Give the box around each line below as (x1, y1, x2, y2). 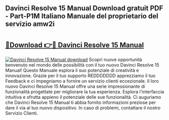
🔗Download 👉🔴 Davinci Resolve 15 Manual (5, 40, 144, 49)
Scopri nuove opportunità (88, 56, 142, 63)
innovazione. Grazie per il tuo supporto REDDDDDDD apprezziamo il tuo (5, 73, 156, 79)
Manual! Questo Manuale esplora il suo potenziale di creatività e (5, 68, 139, 73)
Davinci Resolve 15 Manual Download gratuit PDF (5, 4, 163, 13)
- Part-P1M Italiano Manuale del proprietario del (5, 12, 158, 21)
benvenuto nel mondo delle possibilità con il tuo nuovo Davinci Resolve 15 (5, 62, 160, 68)
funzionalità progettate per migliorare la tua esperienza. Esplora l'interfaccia (5, 89, 164, 95)
